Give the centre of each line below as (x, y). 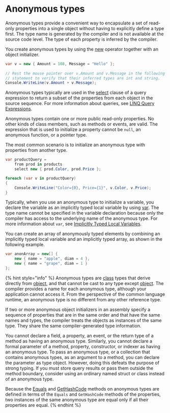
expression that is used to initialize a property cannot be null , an (73, 130)
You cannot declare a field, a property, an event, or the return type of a (79, 335)
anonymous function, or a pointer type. (46, 135)
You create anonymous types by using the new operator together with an (82, 49)
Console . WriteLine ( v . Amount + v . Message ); (51, 83)
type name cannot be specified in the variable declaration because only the (84, 213)
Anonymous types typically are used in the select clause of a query (76, 93)
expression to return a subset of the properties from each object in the (79, 98)
